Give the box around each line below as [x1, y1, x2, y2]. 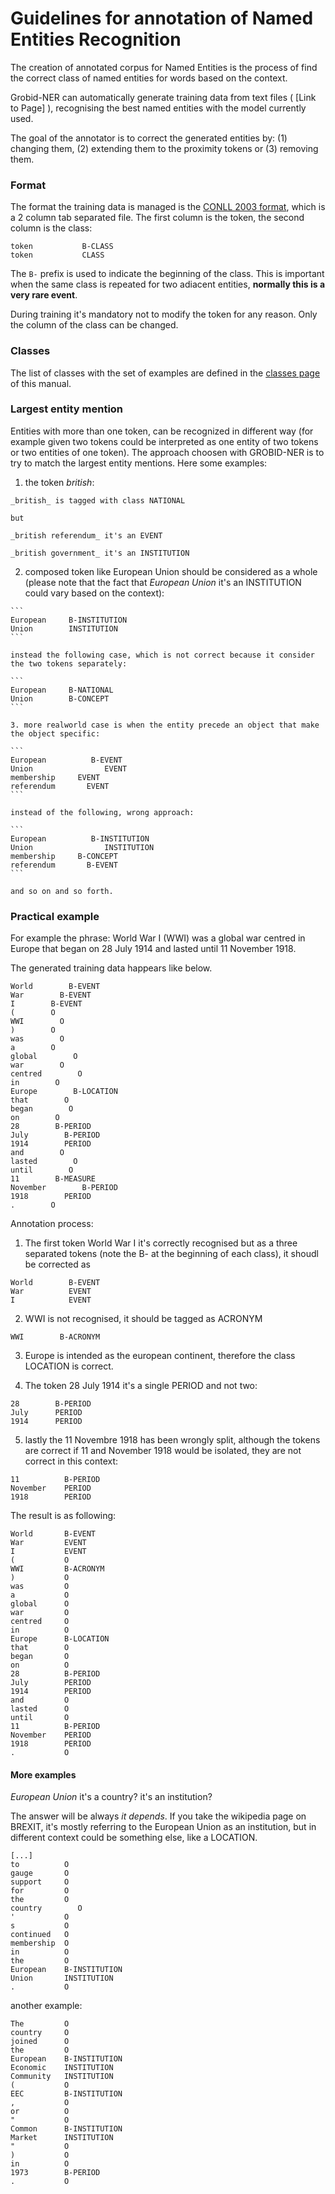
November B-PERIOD [10, 1183, 118, 1193]
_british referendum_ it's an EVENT [10, 530, 163, 541]
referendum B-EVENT [10, 860, 118, 870]
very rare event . [10, 289, 78, 301]
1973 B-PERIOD [10, 2168, 101, 2178]
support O [10, 1877, 70, 1887]
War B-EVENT [10, 990, 92, 1001]
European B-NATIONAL [10, 685, 114, 695]
